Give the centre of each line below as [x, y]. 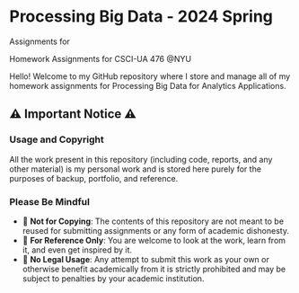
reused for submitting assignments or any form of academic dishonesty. [156, 230]
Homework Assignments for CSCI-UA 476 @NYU [100, 58]
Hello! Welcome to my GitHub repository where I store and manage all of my [150, 76]
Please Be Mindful [49, 201]
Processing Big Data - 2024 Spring [141, 17]
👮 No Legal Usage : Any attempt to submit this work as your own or [145, 259]
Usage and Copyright [57, 139]
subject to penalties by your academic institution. [113, 278]
